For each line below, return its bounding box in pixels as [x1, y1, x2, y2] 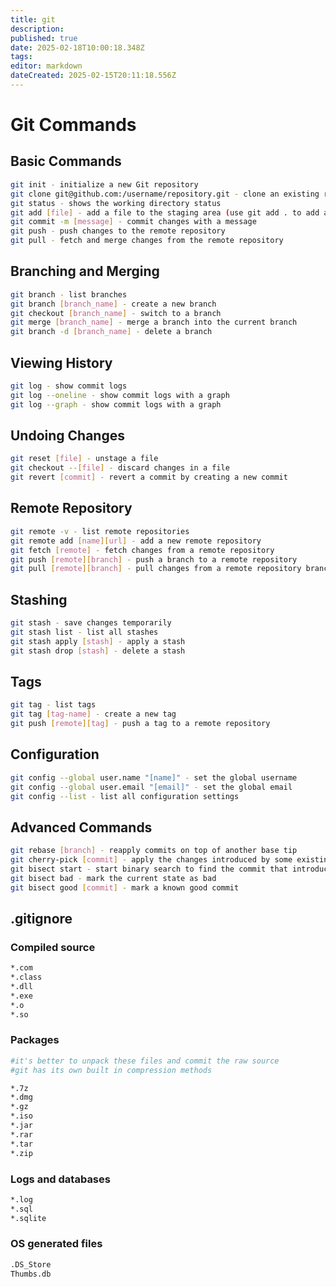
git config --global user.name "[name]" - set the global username [10, 772, 298, 783]
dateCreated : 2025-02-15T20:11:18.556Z [10, 71, 177, 81]
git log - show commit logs [10, 381, 128, 391]
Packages [10, 1033, 60, 1047]
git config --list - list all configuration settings [10, 791, 240, 801]
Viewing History [10, 354, 113, 371]
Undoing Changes [10, 427, 125, 445]
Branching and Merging [10, 263, 160, 280]
